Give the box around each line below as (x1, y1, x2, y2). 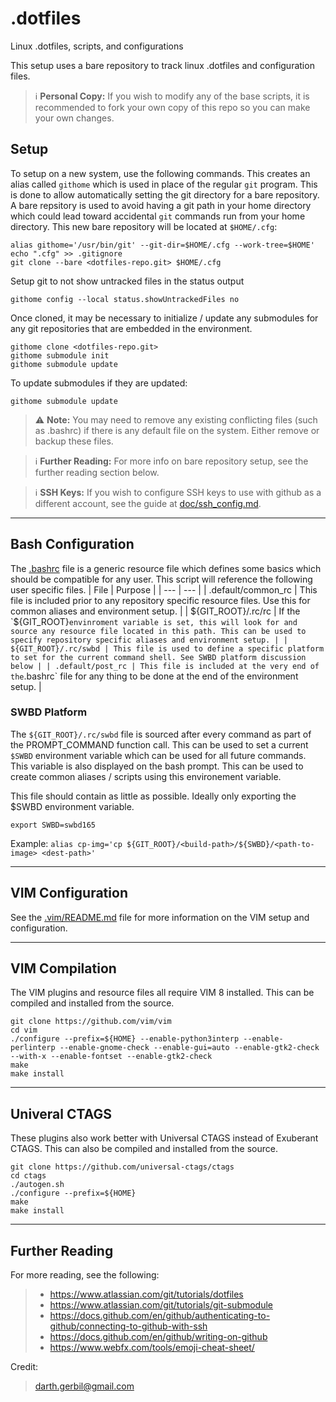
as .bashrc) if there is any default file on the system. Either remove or (34, 424, 320, 436)
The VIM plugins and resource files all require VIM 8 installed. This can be (10, 987, 315, 999)
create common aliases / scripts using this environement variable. (10, 770, 282, 782)
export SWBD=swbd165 (10, 820, 97, 830)
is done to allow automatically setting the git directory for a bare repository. (10, 188, 320, 201)
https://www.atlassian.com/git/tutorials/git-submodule (49, 1299, 274, 1311)
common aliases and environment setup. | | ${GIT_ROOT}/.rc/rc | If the (10, 605, 301, 617)
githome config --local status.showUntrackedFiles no (10, 294, 240, 304)
